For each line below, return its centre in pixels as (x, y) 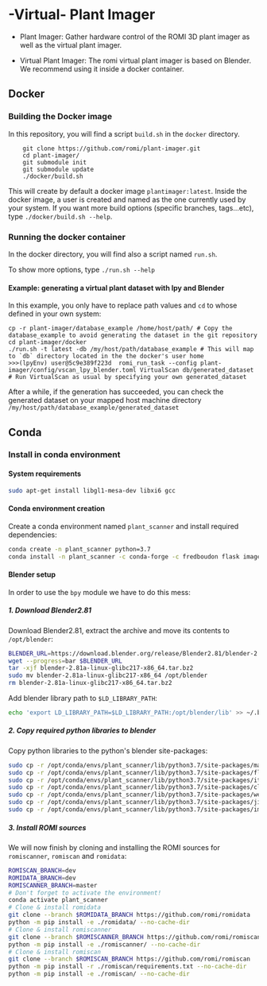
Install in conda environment (64, 454)
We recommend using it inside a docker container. (102, 68)
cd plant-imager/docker (48, 342)
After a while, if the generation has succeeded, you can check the (116, 392)
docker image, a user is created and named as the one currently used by (127, 199)
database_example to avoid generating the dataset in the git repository (133, 335)
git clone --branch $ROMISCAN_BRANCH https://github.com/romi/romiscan (129, 959)
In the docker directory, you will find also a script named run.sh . (113, 254)
